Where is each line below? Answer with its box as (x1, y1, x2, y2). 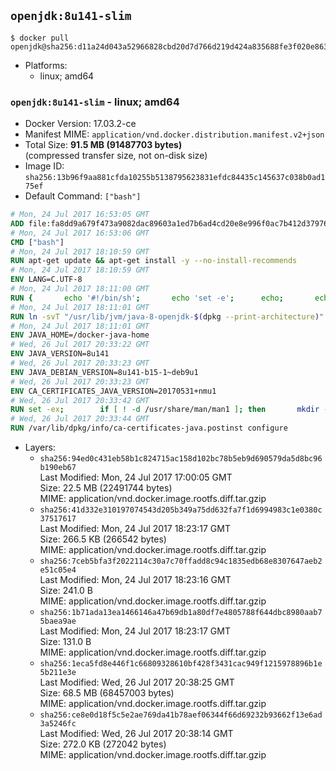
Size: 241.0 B (39, 585, 94, 597)
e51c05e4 (39, 565, 77, 575)
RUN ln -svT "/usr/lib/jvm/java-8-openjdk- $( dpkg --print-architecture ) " (10, 311, 325, 322)
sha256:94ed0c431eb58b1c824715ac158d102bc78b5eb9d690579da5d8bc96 (39, 454, 323, 464)
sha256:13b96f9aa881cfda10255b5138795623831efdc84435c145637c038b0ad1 (24, 173, 326, 183)
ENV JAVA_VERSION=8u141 (10, 349, 110, 359)
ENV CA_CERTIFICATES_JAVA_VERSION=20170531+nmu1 (10, 386, 217, 396)
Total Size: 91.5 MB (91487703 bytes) (24, 139, 183, 151)
